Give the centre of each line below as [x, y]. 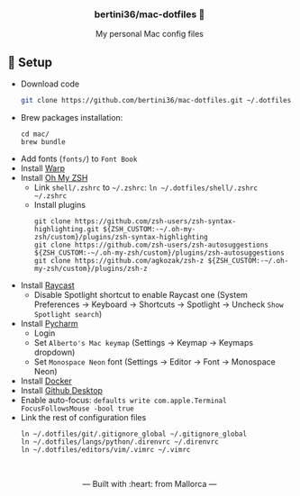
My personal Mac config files [150, 34]
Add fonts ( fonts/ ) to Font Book [79, 158]
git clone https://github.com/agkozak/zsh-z [119, 260]
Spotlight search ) [68, 313]
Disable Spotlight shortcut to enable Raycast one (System [141, 294]
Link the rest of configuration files [83, 417]
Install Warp [43, 168]
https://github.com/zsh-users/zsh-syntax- [155, 221]
